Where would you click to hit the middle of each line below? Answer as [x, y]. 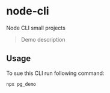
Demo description [43, 39]
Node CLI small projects [36, 28]
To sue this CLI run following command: [55, 73]
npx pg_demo [21, 84]
